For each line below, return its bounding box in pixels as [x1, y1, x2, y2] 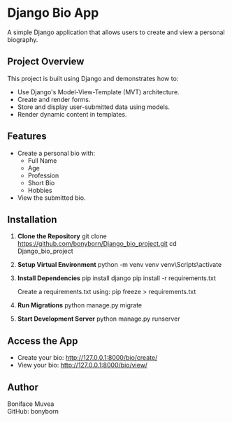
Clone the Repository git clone [17, 232, 107, 240]
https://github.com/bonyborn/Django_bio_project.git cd [17, 240, 177, 248]
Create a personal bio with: [17, 149, 96, 157]
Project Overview [7, 56, 85, 68]
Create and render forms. [17, 95, 91, 103]
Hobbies [27, 186, 52, 194]
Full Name [27, 156, 57, 165]
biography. [7, 35, 38, 43]
